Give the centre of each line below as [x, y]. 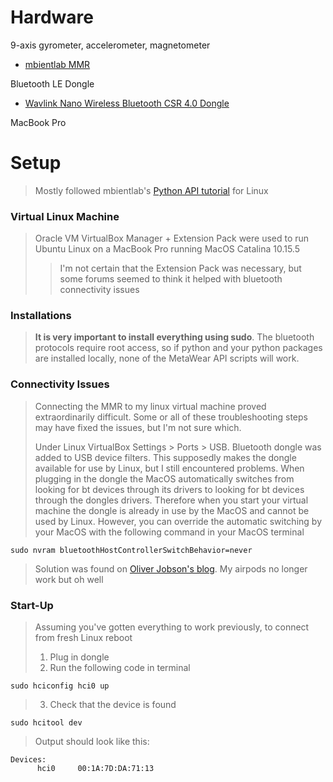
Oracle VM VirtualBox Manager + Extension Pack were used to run [172, 238]
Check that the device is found [113, 705]
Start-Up [32, 605]
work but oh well [69, 579]
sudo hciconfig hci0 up [60, 686]
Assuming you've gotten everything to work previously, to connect [172, 627]
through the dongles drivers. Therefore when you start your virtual [171, 500]
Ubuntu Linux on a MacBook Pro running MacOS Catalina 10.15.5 [167, 249]
